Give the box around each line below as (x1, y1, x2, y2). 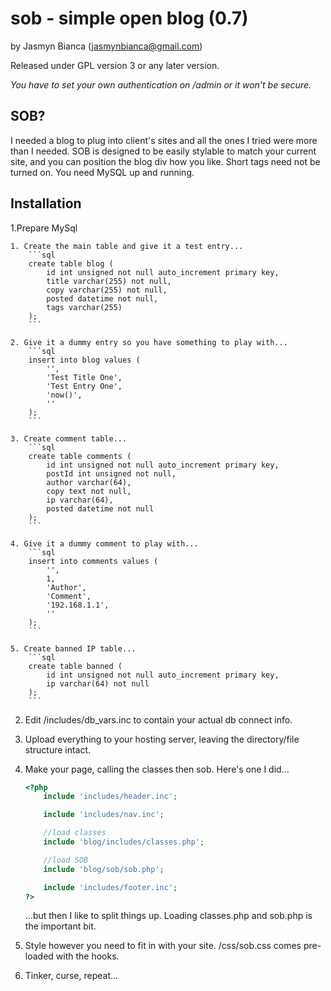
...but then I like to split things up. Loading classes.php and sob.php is (24, 910, 313, 922)
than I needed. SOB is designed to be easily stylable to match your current (10, 145, 317, 157)
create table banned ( (28, 661, 123, 671)
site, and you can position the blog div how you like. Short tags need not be (10, 155, 321, 167)
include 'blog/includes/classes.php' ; (43, 837, 205, 847)
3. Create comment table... (10, 433, 128, 444)
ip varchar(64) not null (46, 678, 150, 689)
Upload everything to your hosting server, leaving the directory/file (24, 733, 300, 745)
